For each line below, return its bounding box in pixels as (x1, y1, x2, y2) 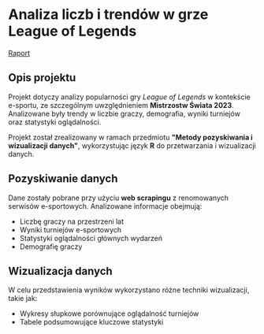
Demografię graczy (19, 242, 83, 251)
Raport (8, 48, 30, 58)
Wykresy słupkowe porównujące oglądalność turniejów (19, 309, 199, 318)
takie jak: (8, 294, 38, 303)
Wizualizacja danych (8, 264, 113, 277)
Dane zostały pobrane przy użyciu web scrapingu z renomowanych (8, 193, 229, 202)
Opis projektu (8, 71, 76, 84)
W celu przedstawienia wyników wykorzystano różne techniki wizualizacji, (8, 285, 250, 295)
